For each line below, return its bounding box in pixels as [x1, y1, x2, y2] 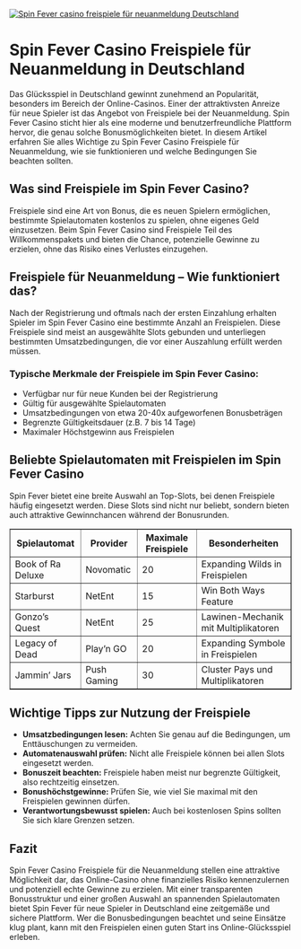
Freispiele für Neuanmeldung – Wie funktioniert [9, 269, 280, 285]
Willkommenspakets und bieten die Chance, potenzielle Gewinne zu [9, 233, 260, 244]
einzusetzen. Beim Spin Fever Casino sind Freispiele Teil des [9, 224, 233, 235]
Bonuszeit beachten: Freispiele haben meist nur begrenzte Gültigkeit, [21, 768, 280, 778]
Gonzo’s [14, 611, 49, 623]
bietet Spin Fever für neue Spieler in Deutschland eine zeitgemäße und [9, 903, 271, 914]
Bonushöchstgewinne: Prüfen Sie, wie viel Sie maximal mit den [21, 786, 258, 797]
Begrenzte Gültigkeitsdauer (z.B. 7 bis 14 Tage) [21, 417, 196, 427]
